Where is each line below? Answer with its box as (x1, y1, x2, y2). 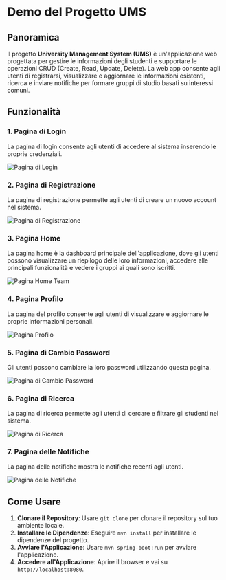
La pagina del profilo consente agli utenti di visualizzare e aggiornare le (7, 310, 210, 318)
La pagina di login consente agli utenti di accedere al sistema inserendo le (7, 142, 216, 150)
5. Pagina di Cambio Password (7, 348, 111, 357)
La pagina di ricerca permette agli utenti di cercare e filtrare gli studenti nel (7, 410, 218, 418)
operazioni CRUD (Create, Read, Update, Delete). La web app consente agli (7, 65, 221, 72)
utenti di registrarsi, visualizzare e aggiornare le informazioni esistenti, (7, 71, 206, 80)
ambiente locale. (16, 522, 65, 530)
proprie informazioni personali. (7, 317, 94, 325)
